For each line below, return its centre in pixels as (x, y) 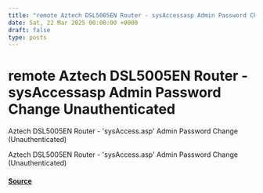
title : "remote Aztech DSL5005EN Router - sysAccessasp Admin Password (127, 15)
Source (20, 180)
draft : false (29, 30)
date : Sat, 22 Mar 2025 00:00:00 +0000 (73, 23)
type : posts (27, 37)
